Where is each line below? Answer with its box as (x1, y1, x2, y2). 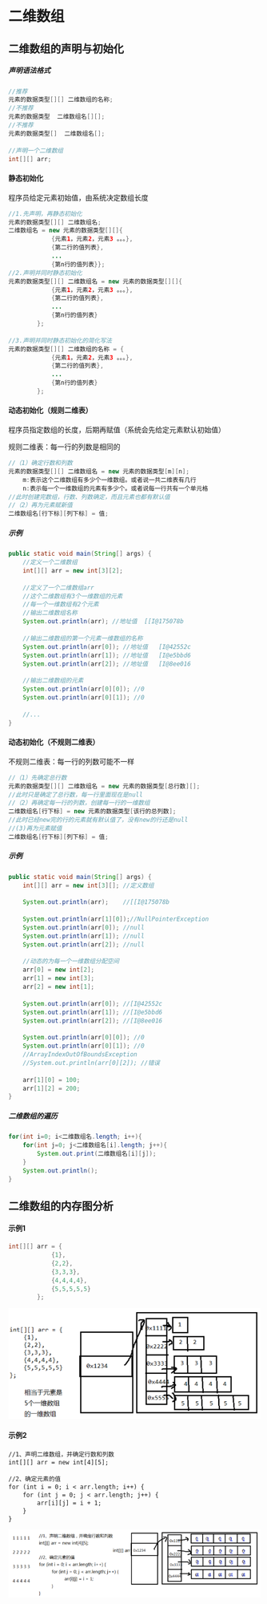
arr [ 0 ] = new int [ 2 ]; (22, 966, 94, 974)
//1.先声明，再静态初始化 (8, 209, 82, 217)
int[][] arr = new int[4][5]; (8, 1458, 110, 1466)
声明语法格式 (8, 66, 50, 75)
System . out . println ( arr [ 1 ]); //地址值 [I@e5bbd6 (22, 651, 192, 659)
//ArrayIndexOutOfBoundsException (22, 1051, 137, 1059)
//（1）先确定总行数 (8, 773, 67, 782)
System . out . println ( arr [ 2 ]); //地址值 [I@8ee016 (22, 659, 192, 668)
